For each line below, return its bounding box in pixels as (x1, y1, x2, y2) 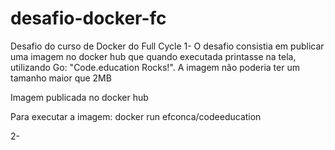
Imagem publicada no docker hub (10, 91, 149, 103)
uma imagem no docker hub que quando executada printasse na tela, (10, 50, 297, 62)
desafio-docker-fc (10, 7, 167, 30)
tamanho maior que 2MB (10, 72, 112, 84)
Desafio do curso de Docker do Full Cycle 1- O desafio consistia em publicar (10, 40, 325, 52)
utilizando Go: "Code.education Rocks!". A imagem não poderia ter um (10, 61, 300, 73)
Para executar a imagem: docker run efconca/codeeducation (10, 110, 262, 122)
